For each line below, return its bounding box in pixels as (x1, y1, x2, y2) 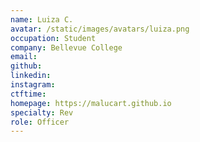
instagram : (10, 80, 56, 90)
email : (10, 52, 38, 62)
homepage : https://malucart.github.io (10, 98, 172, 108)
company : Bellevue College (10, 42, 123, 53)
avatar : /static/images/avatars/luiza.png (10, 24, 190, 34)
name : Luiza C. (10, 14, 74, 25)
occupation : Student (10, 33, 97, 43)
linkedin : (10, 71, 52, 81)
